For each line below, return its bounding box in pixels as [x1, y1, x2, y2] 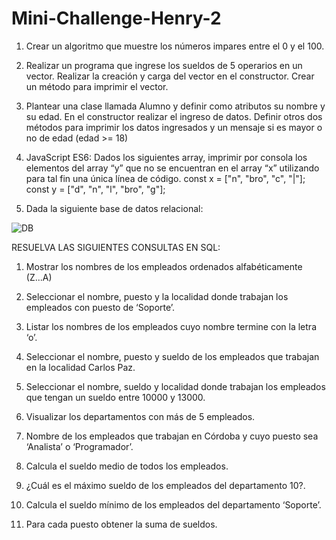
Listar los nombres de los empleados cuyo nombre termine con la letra [25, 320, 317, 332]
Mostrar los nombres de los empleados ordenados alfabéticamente [25, 260, 303, 272]
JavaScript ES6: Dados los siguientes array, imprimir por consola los [25, 151, 308, 163]
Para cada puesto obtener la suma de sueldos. [25, 518, 218, 530]
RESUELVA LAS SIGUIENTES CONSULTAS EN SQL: [11, 241, 221, 253]
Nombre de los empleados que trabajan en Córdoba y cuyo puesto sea [25, 430, 319, 442]
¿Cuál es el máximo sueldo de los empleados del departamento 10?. [25, 479, 306, 491]
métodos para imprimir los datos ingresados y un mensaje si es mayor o [25, 121, 323, 133]
